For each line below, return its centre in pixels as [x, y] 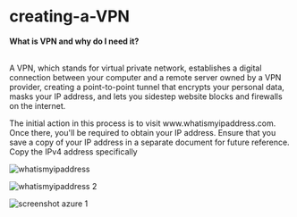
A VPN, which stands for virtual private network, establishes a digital [136, 68]
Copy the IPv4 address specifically [73, 151]
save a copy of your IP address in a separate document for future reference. [149, 142]
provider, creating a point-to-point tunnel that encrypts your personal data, [147, 87]
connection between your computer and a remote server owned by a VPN [145, 77]
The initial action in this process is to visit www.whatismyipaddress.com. [143, 123]
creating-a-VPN [69, 17]
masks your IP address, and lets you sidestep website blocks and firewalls [146, 96]
